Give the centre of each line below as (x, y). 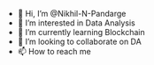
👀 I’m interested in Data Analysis (76, 23)
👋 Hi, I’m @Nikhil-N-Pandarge (72, 14)
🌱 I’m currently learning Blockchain (81, 32)
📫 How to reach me (54, 51)
